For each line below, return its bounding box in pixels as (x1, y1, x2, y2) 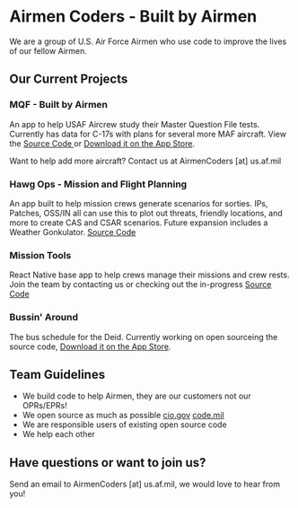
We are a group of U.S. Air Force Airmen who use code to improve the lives (9, 36, 287, 47)
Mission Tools (9, 249, 72, 261)
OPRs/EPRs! (22, 400, 67, 411)
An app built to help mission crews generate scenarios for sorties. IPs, (9, 197, 268, 208)
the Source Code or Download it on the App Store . (9, 137, 196, 149)
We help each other (22, 429, 96, 440)
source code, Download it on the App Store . (9, 341, 171, 352)
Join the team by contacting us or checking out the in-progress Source (9, 279, 272, 290)
